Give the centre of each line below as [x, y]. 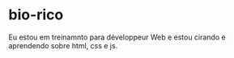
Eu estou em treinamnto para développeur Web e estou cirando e [117, 37]
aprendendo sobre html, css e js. [63, 45]
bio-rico [36, 15]
